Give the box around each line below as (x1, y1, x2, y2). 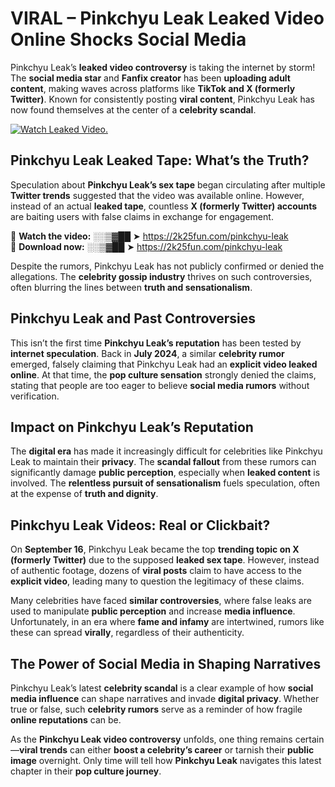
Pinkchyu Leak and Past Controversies (10, 310, 256, 327)
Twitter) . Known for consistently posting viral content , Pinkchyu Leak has (10, 93, 315, 105)
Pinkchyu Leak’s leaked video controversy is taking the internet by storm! (10, 61, 316, 73)
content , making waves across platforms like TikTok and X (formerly (10, 82, 296, 94)
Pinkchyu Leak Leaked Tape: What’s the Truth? (10, 152, 310, 169)
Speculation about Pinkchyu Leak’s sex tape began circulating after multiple (10, 178, 326, 191)
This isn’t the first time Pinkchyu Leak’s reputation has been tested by (10, 337, 302, 349)
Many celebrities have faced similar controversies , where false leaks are (10, 595, 312, 607)
